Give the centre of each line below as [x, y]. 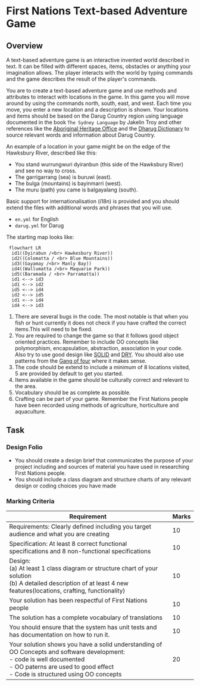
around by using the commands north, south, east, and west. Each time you [99, 103]
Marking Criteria [30, 501]
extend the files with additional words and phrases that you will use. [89, 208]
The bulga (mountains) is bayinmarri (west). [68, 183]
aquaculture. [30, 412]
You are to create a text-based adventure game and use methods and [91, 90]
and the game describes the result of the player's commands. [82, 79]
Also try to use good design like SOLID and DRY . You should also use [99, 354]
